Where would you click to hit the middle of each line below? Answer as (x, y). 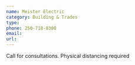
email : (14, 34)
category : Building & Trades (42, 17)
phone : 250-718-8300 (32, 28)
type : (13, 22)
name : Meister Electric (35, 12)
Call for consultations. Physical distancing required (68, 56)
